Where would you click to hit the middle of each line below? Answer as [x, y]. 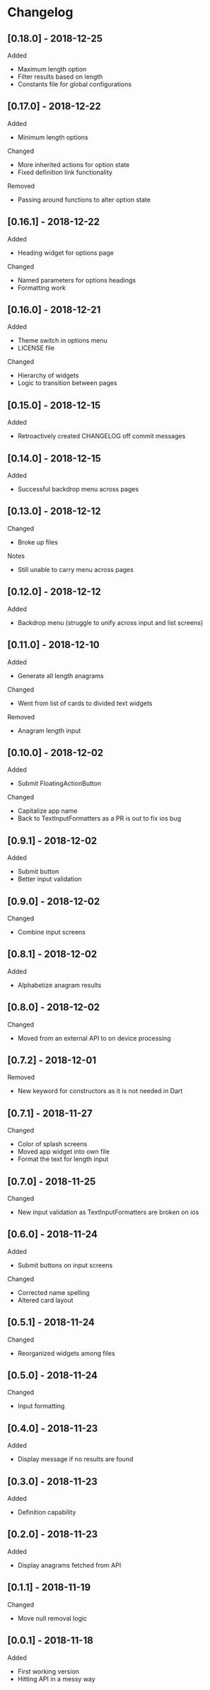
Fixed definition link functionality [65, 172]
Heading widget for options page [66, 253]
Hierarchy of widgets [48, 375]
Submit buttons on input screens [65, 1265]
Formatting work [41, 287]
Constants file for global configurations [75, 84]
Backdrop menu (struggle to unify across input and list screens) [110, 622]
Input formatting [41, 1406]
